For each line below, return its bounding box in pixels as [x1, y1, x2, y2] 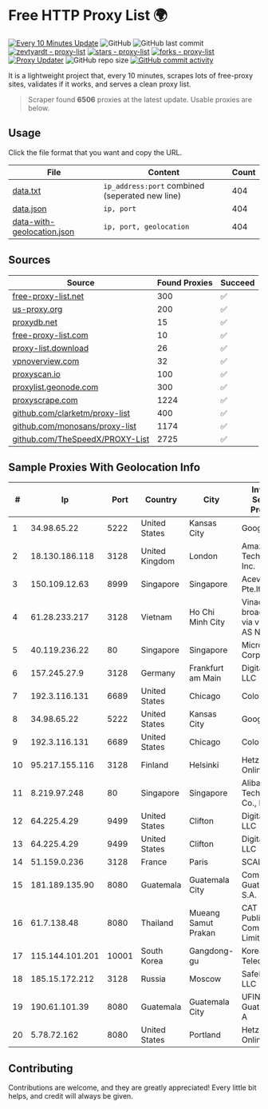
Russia [140, 973, 166, 984]
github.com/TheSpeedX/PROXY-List [12, 433, 150, 445]
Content [148, 166, 180, 178]
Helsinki [188, 760, 219, 771]
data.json [12, 203, 47, 214]
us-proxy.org [12, 303, 63, 314]
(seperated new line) [103, 189, 182, 201]
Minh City [188, 616, 226, 628]
